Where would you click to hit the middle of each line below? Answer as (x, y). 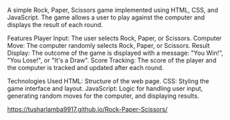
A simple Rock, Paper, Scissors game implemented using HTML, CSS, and (113, 10)
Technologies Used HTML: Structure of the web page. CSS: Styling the (108, 81)
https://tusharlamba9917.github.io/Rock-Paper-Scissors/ (87, 109)
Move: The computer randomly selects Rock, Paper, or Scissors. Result (108, 45)
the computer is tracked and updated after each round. (86, 68)
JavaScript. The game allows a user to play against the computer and (106, 17)
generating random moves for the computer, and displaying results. (103, 96)
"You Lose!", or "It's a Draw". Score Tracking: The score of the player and (112, 60)
